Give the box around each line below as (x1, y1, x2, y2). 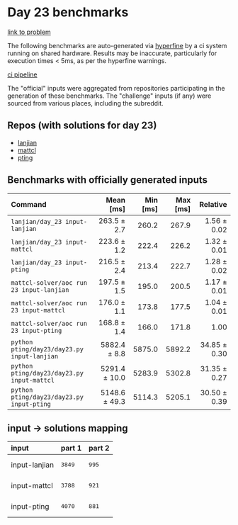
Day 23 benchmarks (7, 4, 129, 21)
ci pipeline (7, 70, 38, 79)
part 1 (60, 444, 82, 453)
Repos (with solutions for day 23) (7, 120, 157, 132)
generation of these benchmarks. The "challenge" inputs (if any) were (7, 91, 212, 100)
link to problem (7, 28, 51, 36)
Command (11, 199, 47, 209)
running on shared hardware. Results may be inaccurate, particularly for (7, 49, 217, 57)
